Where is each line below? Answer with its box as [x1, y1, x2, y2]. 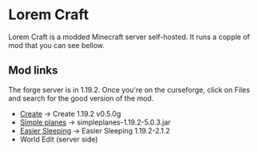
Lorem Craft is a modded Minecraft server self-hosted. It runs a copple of [8, 32, 250, 42]
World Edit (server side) [19, 134, 98, 144]
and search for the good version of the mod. [8, 93, 154, 103]
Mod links [8, 64, 58, 77]
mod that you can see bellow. [8, 40, 105, 50]
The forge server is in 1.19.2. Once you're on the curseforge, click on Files [8, 85, 250, 94]
